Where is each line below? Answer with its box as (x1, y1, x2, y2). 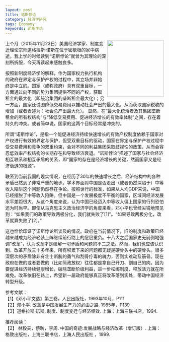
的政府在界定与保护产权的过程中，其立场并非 (5, 77, 98, 83)
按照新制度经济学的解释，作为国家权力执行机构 (5, 70, 102, 76)
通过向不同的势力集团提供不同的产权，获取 (14, 89, 102, 95)
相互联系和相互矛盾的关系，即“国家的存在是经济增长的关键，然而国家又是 (5, 157, 157, 163)
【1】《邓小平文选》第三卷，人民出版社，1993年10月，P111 (5, 296, 125, 302)
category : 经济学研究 (5, 17, 47, 22)
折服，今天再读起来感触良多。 (14, 59, 76, 65)
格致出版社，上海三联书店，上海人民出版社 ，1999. (5, 331, 111, 337)
